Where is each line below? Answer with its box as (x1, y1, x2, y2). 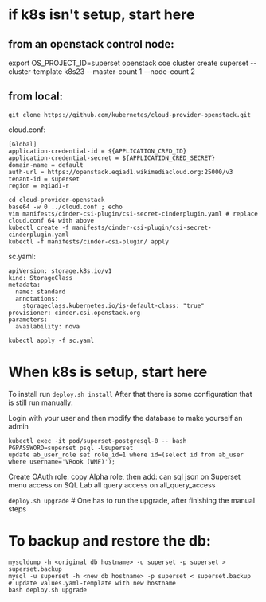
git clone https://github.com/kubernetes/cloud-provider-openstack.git (8, 111, 251, 118)
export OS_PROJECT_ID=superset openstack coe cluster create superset (8, 58, 249, 68)
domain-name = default (8, 161, 84, 169)
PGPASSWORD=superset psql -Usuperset (8, 444, 134, 452)
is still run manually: (8, 398, 73, 407)
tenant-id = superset (8, 175, 80, 183)
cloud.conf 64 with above (8, 216, 94, 224)
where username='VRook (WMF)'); (8, 457, 115, 466)
